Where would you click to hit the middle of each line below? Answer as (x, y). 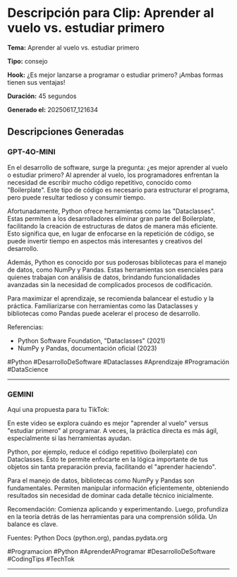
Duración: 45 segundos (42, 96)
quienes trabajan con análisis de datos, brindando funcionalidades (104, 277)
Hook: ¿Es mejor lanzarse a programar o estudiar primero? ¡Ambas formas (115, 75)
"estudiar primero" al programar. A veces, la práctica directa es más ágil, (113, 430)
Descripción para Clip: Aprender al (111, 13)
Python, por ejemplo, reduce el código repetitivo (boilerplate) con (102, 451)
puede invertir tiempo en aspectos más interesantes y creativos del (105, 241)
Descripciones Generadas (66, 132)
